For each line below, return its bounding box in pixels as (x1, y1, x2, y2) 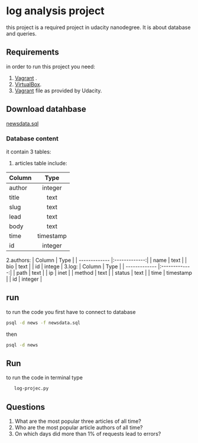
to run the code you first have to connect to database (6, 308, 136, 315)
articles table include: (14, 159, 67, 166)
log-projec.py (14, 386, 49, 391)
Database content (6, 134, 59, 143)
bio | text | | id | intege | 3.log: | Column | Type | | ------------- (6, 262, 157, 270)
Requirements (6, 47, 59, 57)
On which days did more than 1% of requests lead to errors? (14, 430, 161, 437)
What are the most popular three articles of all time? (14, 418, 142, 425)
